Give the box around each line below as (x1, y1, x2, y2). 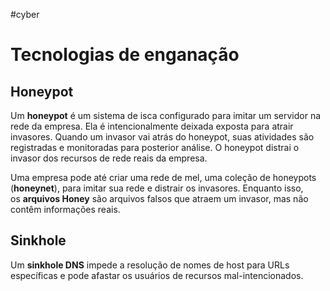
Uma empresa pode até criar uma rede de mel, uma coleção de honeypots (10, 172, 317, 183)
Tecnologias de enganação (10, 44, 240, 66)
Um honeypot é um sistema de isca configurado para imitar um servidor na (10, 110, 322, 121)
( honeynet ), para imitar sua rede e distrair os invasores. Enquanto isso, (10, 182, 304, 194)
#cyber (10, 9, 40, 20)
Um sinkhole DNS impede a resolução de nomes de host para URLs (10, 259, 290, 271)
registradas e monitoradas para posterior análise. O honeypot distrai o (10, 142, 300, 153)
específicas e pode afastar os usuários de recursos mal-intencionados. (10, 269, 304, 281)
